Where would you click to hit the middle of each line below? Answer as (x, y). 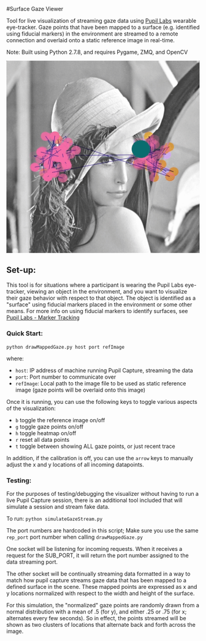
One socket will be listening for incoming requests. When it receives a (94, 549)
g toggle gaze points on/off (49, 427)
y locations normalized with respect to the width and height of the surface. (101, 593)
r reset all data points (42, 440)
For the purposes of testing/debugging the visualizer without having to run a (103, 494)
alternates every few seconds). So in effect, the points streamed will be (96, 618)
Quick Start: (25, 333)
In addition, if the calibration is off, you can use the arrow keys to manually (100, 458)
